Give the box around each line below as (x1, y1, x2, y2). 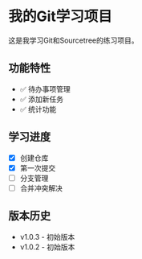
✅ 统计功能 (19, 104, 57, 113)
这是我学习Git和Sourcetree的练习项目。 (8, 35, 139, 45)
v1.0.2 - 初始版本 (19, 242, 75, 252)
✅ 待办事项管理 (19, 84, 71, 93)
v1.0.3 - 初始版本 (19, 232, 75, 241)
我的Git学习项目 (8, 7, 112, 26)
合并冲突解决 (19, 183, 63, 193)
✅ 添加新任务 (19, 94, 64, 104)
